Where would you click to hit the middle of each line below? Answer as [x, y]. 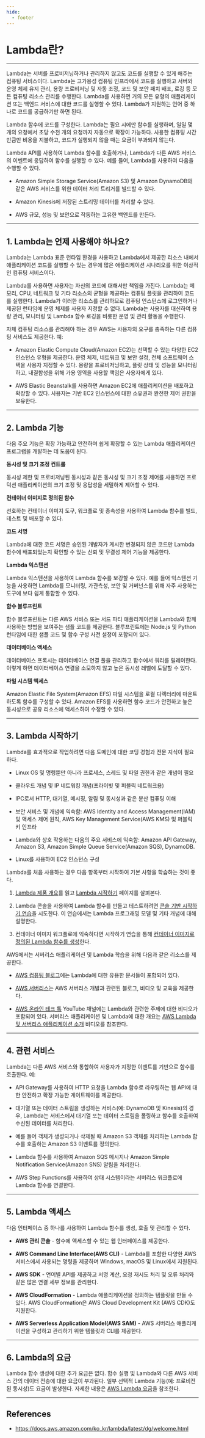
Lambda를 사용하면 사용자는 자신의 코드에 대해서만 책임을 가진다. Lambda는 [97, 286]
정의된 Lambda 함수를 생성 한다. [53, 942]
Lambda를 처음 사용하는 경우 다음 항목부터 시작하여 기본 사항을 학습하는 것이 [98, 872]
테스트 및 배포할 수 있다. [35, 518]
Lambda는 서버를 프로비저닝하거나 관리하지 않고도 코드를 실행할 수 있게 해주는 [99, 73]
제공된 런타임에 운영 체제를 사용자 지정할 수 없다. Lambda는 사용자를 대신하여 [99, 308]
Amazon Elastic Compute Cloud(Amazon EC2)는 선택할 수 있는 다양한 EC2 [106, 350]
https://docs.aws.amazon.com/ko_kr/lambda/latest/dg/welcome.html [102, 1429]
